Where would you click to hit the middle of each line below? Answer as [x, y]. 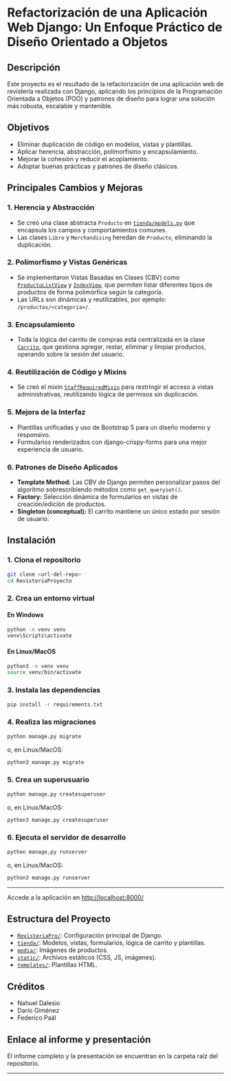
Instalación [32, 540]
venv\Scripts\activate [40, 636]
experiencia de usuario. [51, 449]
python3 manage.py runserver [49, 878]
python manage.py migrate [44, 736]
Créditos [26, 986]
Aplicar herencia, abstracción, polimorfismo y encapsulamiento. [107, 151]
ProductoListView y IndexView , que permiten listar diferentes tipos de [115, 285]
